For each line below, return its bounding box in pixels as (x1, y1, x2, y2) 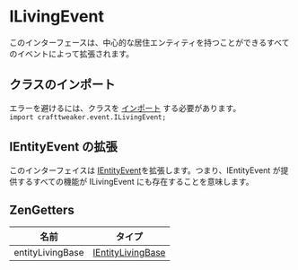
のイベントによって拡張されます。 (9, 48, 135, 59)
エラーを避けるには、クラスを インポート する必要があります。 (9, 102, 241, 113)
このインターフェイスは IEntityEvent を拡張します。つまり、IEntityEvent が (9, 164, 281, 176)
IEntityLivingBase (92, 247, 166, 259)
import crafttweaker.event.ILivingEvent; (9, 112, 167, 122)
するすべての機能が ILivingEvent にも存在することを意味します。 (16, 176, 254, 187)
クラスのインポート (9, 77, 116, 92)
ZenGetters (9, 202, 74, 217)
